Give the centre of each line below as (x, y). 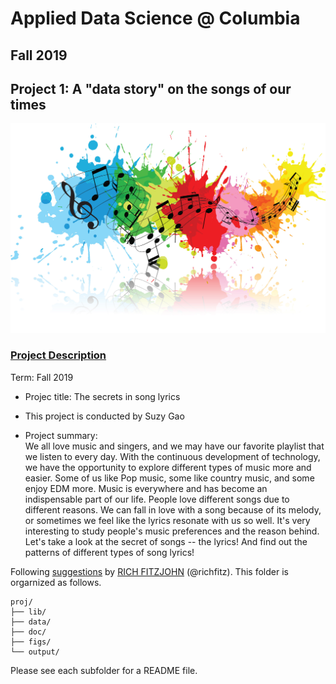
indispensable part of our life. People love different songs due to (157, 499)
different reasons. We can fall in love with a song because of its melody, (173, 509)
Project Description (58, 355)
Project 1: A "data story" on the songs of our (151, 88)
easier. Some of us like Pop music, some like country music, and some (169, 478)
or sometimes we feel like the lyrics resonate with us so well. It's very (167, 520)
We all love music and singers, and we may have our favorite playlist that (174, 446)
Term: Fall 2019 (42, 377)
